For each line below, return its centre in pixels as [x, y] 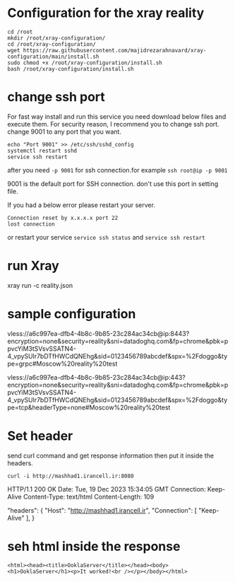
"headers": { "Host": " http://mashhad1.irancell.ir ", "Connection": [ [102, 510]
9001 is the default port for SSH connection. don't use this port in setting [113, 184]
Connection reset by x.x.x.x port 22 [63, 218]
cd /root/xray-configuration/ [52, 44]
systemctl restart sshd [42, 151]
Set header [40, 436]
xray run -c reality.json [40, 285]
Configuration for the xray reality [106, 13]
